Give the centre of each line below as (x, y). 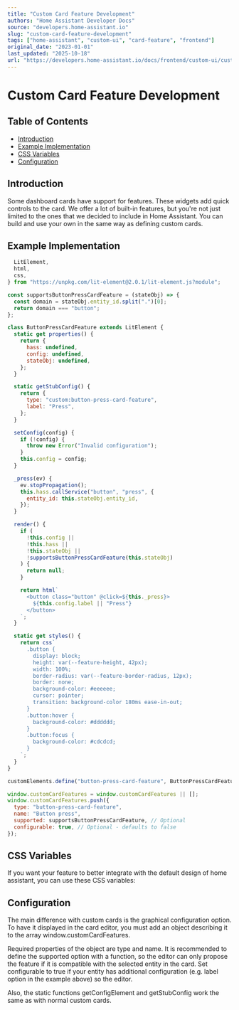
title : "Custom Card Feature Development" (71, 14)
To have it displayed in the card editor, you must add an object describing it (117, 927)
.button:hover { (50, 716)
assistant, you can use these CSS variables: (71, 881)
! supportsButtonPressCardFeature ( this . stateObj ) (100, 558)
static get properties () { (54, 334)
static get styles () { (47, 636)
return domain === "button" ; (57, 308)
